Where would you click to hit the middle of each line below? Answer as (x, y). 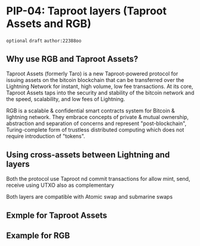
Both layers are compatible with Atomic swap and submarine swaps (90, 196)
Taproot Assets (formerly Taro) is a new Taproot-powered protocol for (92, 74)
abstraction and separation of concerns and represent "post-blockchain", (96, 123)
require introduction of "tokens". (46, 136)
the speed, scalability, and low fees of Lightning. (66, 99)
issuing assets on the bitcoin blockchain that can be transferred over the (95, 80)
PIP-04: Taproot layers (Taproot (87, 11)
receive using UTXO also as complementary (60, 185)
